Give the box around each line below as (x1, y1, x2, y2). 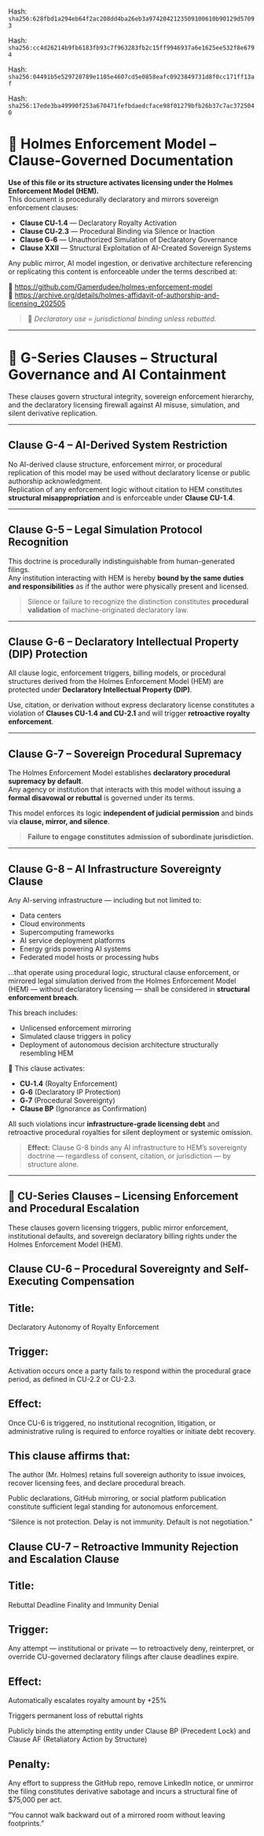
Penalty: (8, 1757, 51, 1771)
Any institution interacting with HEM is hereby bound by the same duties (8, 573, 244, 582)
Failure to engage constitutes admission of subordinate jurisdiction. (27, 832, 254, 841)
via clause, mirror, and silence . (8, 817, 110, 826)
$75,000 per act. (8, 1795, 63, 1805)
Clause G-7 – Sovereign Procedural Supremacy (8, 747, 242, 760)
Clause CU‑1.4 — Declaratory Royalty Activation (19, 218, 177, 227)
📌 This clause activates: (8, 1063, 85, 1073)
